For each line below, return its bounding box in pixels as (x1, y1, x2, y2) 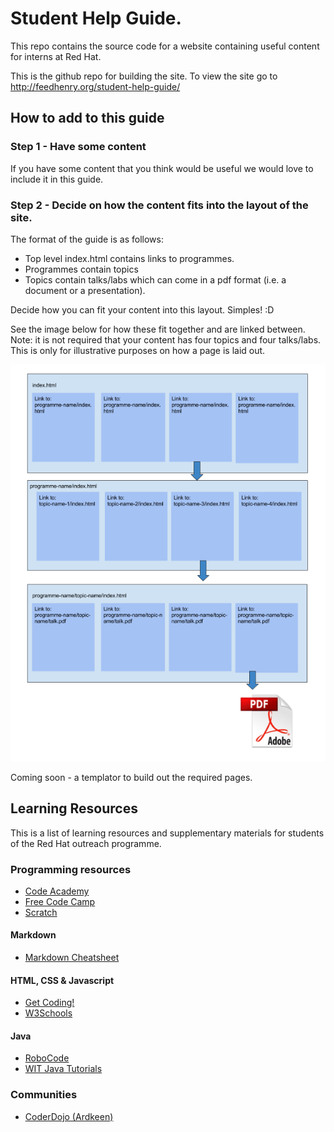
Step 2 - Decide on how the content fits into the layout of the (10, 198, 309, 212)
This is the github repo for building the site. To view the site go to (10, 70, 278, 82)
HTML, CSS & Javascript (10, 974, 115, 986)
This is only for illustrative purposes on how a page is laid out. (10, 344, 266, 356)
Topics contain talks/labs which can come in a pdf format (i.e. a (24, 273, 287, 286)
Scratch (24, 906, 58, 918)
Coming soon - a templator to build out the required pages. (10, 771, 253, 783)
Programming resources (10, 862, 132, 876)
